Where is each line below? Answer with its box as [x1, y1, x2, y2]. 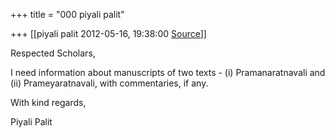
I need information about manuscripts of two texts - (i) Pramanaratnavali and [10, 67, 326, 78]
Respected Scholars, [10, 47, 96, 59]
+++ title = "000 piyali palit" [10, 9, 125, 20]
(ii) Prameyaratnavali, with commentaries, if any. [10, 77, 209, 89]
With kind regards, [10, 97, 87, 108]
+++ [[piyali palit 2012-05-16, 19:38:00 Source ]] [10, 28, 207, 39]
